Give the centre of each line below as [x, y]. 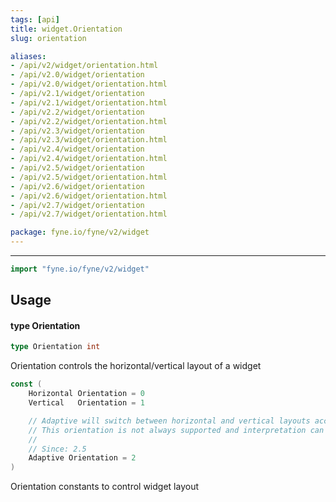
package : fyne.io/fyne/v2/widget [80, 232]
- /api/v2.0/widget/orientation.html [89, 84]
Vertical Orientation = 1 [86, 403]
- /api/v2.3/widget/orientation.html [89, 140]
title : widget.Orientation [66, 29]
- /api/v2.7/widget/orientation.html [89, 214]
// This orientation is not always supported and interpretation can [176, 430]
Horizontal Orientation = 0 [86, 394]
